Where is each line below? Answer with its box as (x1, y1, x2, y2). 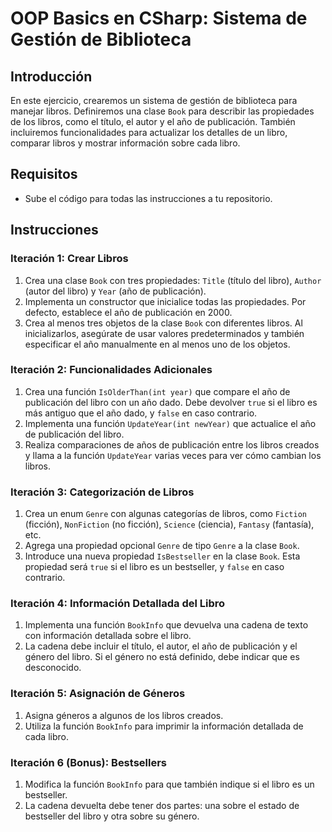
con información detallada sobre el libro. (24, 630, 192, 642)
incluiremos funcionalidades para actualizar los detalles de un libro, (10, 127, 288, 138)
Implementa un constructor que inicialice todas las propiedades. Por (24, 295, 307, 307)
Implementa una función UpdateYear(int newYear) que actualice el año (24, 417, 317, 429)
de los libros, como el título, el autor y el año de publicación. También (10, 116, 296, 127)
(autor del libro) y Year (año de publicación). (24, 285, 207, 297)
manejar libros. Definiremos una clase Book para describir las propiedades (10, 105, 315, 117)
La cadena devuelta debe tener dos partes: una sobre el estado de (24, 799, 300, 811)
